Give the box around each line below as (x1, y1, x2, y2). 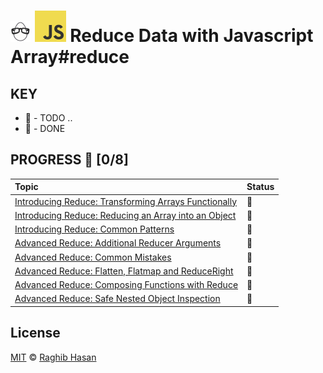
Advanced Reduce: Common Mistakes (14, 251, 172, 263)
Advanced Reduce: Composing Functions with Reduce (14, 279, 239, 291)
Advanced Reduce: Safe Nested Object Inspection (14, 293, 221, 305)
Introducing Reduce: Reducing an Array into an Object (14, 209, 237, 221)
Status (246, 181, 275, 193)
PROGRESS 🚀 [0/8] (10, 151, 129, 169)
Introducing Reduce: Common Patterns (14, 223, 175, 235)
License (10, 325, 61, 342)
